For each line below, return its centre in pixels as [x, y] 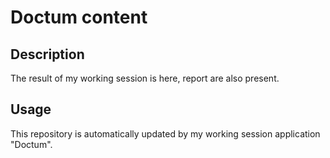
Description [47, 54]
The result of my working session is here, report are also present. [145, 78]
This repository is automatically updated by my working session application [165, 133]
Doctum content [79, 17]
